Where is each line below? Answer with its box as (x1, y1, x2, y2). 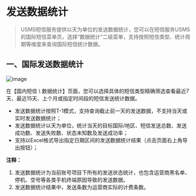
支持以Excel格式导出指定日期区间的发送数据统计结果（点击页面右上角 (14, 136, 183, 144)
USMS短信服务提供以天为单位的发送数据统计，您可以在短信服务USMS (20, 26, 190, 33)
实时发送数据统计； (14, 114, 62, 121)
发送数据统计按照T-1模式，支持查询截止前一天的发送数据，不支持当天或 (14, 107, 187, 114)
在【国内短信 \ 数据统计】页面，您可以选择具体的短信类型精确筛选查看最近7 (6, 87, 190, 94)
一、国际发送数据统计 (6, 59, 84, 69)
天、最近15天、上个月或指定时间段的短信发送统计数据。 (6, 94, 140, 102)
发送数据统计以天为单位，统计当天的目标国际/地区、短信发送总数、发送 (14, 121, 187, 129)
